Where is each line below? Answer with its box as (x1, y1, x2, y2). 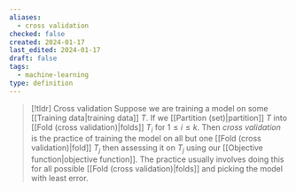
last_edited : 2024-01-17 (9, 46, 101, 55)
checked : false (9, 29, 66, 38)
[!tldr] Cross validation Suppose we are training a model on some (30, 103, 269, 113)
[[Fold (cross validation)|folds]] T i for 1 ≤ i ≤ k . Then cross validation (30, 121, 281, 134)
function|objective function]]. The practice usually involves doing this (30, 154, 284, 164)
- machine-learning (17, 71, 90, 80)
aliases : (9, 12, 42, 22)
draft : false (9, 54, 58, 63)
